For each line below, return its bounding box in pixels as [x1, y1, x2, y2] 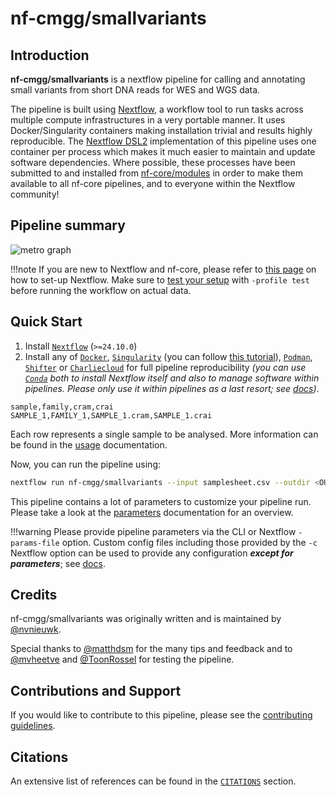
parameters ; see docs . [10, 557, 106, 569]
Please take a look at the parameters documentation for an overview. [10, 506, 294, 518]
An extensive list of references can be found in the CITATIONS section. [10, 775, 297, 787]
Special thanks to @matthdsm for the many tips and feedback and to [10, 643, 293, 655]
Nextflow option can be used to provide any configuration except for [10, 547, 294, 559]
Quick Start [10, 313, 83, 331]
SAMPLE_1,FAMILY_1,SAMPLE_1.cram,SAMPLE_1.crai [10, 410, 213, 421]
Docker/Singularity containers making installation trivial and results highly [10, 125, 313, 136]
